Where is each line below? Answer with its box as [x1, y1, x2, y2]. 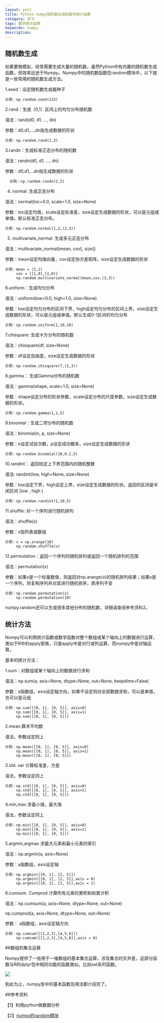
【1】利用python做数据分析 [5, 1002, 60, 1008]
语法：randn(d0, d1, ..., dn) [5, 158, 59, 163]
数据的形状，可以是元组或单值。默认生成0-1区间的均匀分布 [9, 312, 128, 318]
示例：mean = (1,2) [5, 267, 43, 272]
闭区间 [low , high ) [5, 488, 43, 494]
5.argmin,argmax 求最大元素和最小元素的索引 [5, 840, 97, 846]
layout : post [5, 7, 32, 12]
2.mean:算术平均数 [5, 723, 43, 729]
